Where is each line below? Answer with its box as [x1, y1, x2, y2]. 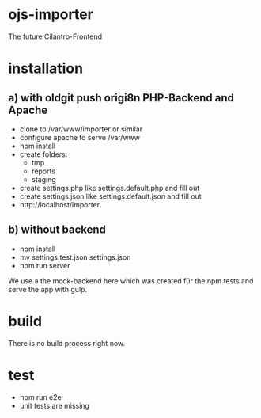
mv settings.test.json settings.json [19, 252, 131, 262]
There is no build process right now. [8, 338, 126, 348]
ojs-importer [8, 6, 93, 24]
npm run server [19, 260, 70, 270]
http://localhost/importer [19, 199, 100, 209]
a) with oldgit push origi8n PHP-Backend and [8, 91, 235, 104]
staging [31, 174, 57, 184]
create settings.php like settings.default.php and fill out [19, 183, 200, 192]
